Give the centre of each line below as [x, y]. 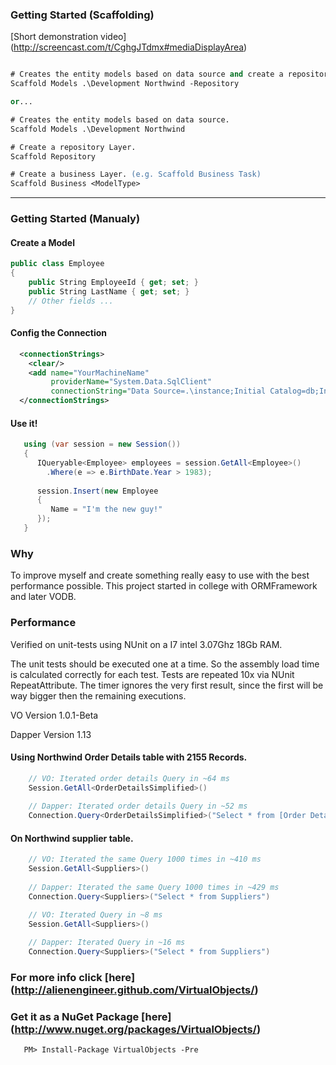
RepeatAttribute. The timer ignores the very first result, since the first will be [167, 685]
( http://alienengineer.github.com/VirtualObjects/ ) [134, 990]
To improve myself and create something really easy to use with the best [160, 575]
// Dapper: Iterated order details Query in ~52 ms [138, 806]
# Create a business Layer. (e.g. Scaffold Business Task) [136, 174]
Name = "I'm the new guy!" [106, 509]
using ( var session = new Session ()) [102, 444]
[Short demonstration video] [68, 37]
